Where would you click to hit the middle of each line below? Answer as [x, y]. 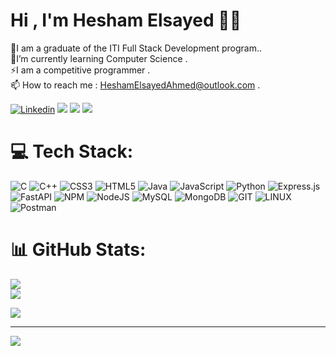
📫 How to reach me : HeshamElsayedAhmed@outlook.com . [135, 85]
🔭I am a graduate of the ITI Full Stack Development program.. [136, 48]
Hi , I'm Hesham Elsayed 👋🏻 [126, 20]
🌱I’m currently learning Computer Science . [99, 58]
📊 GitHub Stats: [78, 250]
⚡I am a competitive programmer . [80, 70]
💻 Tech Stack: [72, 151]
